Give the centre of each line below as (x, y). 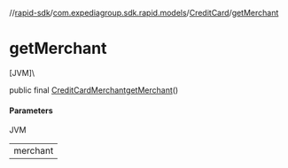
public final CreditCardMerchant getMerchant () (94, 90)
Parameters (31, 111)
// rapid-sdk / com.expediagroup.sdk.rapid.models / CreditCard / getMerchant (144, 13)
